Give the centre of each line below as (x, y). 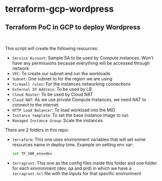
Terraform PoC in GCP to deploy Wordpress (73, 27)
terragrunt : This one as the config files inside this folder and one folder (84, 163)
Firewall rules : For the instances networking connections (71, 84)
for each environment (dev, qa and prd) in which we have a (72, 168)
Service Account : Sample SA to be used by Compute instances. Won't (83, 58)
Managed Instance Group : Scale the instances (57, 120)
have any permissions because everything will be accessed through (81, 63)
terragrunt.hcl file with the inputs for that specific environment (77, 173)
